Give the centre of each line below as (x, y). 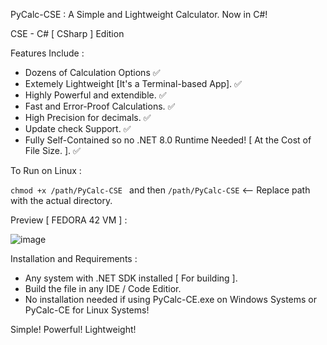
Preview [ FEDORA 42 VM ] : (69, 220)
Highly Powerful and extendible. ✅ (95, 95)
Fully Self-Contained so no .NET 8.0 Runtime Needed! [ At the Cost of (168, 140)
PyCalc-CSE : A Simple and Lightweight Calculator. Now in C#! (139, 14)
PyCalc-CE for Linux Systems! (87, 310)
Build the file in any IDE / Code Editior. (103, 288)
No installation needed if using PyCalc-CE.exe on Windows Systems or (170, 299)
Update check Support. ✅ (78, 128)
